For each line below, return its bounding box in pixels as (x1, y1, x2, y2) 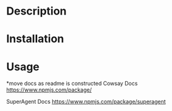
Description (6, 4, 67, 18)
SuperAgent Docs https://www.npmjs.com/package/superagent (6, 98, 166, 106)
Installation (6, 32, 64, 46)
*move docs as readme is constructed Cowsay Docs (6, 80, 138, 87)
